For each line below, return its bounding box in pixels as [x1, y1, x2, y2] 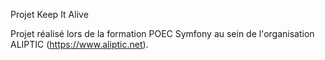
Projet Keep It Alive [10, 9, 89, 20]
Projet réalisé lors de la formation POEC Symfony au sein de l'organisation [10, 28, 315, 39]
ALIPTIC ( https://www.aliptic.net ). [10, 39, 149, 50]
